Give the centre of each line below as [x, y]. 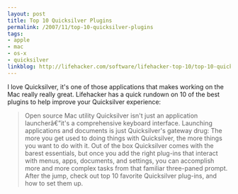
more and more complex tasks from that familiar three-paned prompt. [126, 168]
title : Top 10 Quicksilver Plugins [60, 21]
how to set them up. [54, 183]
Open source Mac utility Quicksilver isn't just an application [111, 115]
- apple [19, 40]
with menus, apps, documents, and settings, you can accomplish [119, 161]
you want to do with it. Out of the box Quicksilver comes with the [119, 145]
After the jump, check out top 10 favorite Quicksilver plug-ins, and [121, 176]
